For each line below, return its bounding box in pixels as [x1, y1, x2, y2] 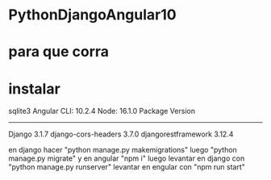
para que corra [8, 43, 110, 61]
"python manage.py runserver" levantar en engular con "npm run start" [8, 162, 246, 172]
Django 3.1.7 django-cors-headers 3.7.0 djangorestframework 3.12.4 [8, 129, 234, 139]
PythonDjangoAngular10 [8, 6, 177, 24]
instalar [8, 79, 60, 98]
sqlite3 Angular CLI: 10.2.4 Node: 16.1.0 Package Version [8, 107, 196, 116]
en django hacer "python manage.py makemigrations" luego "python [8, 145, 238, 155]
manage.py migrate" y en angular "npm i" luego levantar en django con [8, 153, 245, 163]
